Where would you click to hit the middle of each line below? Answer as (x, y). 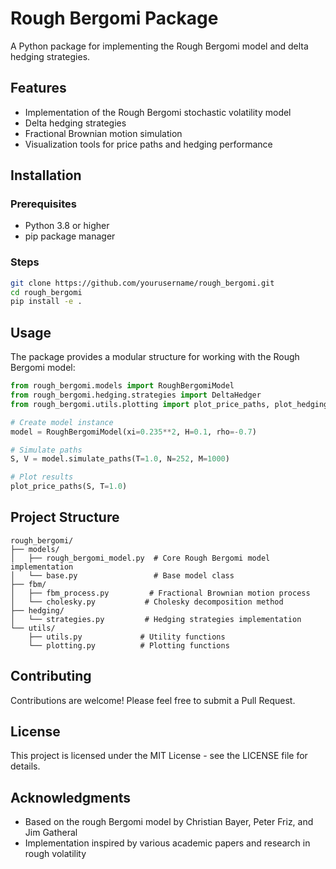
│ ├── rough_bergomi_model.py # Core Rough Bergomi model (140, 558)
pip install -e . (46, 302)
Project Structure (65, 517)
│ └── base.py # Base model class (122, 575)
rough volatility (55, 854)
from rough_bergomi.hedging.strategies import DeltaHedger (136, 395)
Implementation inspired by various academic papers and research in (167, 843)
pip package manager (70, 236)
